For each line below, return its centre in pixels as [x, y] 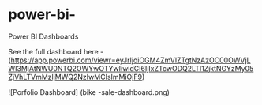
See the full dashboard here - [56, 51]
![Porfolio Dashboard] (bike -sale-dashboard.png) [89, 92]
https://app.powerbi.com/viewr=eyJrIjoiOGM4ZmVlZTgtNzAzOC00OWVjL [131, 60]
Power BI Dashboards [43, 36]
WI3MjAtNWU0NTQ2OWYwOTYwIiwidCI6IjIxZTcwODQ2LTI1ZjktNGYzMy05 [131, 68]
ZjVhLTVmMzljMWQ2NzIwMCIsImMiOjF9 [75, 77]
